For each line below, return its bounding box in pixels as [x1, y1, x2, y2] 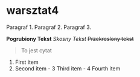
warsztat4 [6, 4, 59, 17]
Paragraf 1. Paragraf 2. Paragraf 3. [6, 23, 92, 31]
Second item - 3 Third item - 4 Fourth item [14, 64, 121, 72]
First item [14, 58, 39, 66]
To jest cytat [21, 46, 52, 54]
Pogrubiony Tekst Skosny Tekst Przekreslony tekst [6, 35, 134, 42]
